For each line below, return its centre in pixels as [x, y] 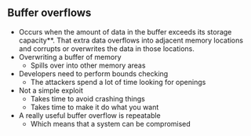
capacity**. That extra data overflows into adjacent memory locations [131, 40]
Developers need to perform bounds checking [93, 73]
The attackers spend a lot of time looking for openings [118, 82]
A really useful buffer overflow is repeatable [90, 115]
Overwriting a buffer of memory [70, 57]
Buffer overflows [49, 13]
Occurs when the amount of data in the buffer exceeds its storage [125, 31]
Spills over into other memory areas [88, 65]
